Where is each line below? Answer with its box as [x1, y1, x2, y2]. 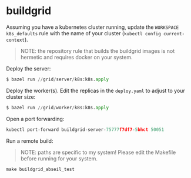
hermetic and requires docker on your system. [20, 53, 133, 61]
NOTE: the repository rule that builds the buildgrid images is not [20, 47, 175, 54]
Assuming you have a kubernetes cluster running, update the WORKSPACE [6, 23, 179, 31]
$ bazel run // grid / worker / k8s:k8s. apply [6, 105, 109, 110]
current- [163, 31, 185, 36]
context [6, 37, 25, 43]
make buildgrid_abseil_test [6, 166, 75, 172]
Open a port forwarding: [6, 115, 65, 122]
